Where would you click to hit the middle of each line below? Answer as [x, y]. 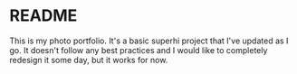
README [43, 16]
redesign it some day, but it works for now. [89, 60]
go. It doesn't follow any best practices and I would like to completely [139, 50]
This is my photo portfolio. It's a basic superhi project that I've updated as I [149, 41]
